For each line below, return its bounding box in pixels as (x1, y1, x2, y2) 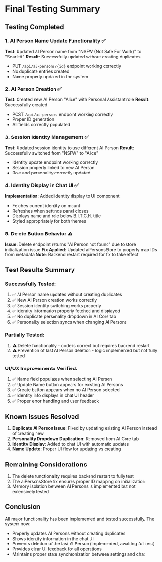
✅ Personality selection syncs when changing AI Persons (12, 319, 127, 325)
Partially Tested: (5, 331, 45, 338)
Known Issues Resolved (5, 412, 79, 421)
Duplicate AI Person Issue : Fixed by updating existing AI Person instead (12, 426, 157, 431)
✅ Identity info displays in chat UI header (12, 392, 94, 398)
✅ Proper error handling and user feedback (12, 398, 99, 404)
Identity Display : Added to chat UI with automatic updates (12, 441, 129, 447)
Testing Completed (5, 23, 64, 31)
